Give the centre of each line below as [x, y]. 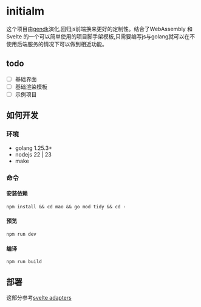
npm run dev [21, 234]
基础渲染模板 [31, 86]
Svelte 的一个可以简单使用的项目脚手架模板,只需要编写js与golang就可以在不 [101, 36]
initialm [25, 11]
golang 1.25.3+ [34, 148]
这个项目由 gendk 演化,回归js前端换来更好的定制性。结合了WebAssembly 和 [100, 29]
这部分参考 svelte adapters [39, 297]
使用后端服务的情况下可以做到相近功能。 [57, 44]
